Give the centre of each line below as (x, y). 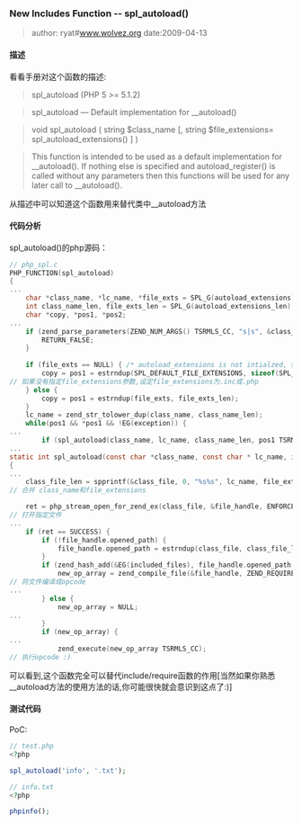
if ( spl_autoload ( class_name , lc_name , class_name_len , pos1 (159, 440)
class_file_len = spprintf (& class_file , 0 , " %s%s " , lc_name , (142, 482)
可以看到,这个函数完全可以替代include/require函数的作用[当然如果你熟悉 (142, 675)
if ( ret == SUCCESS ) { (68, 532)
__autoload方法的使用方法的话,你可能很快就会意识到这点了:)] (121, 686)
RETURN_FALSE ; (68, 340)
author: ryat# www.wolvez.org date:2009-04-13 (119, 33)
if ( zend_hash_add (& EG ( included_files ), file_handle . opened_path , (169, 565)
